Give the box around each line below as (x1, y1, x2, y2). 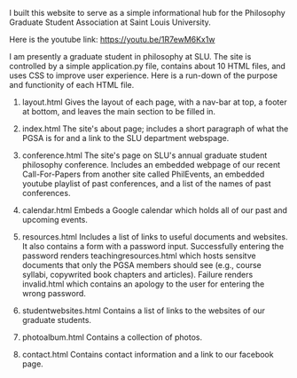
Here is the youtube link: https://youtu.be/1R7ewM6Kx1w (9, 35, 215, 44)
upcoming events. (21, 215, 89, 224)
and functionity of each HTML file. (9, 80, 135, 90)
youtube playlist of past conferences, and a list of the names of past (21, 178, 271, 189)
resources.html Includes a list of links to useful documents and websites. (21, 232, 288, 242)
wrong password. (21, 288, 87, 298)
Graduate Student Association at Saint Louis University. (9, 17, 211, 28)
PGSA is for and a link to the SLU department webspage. (21, 133, 230, 143)
